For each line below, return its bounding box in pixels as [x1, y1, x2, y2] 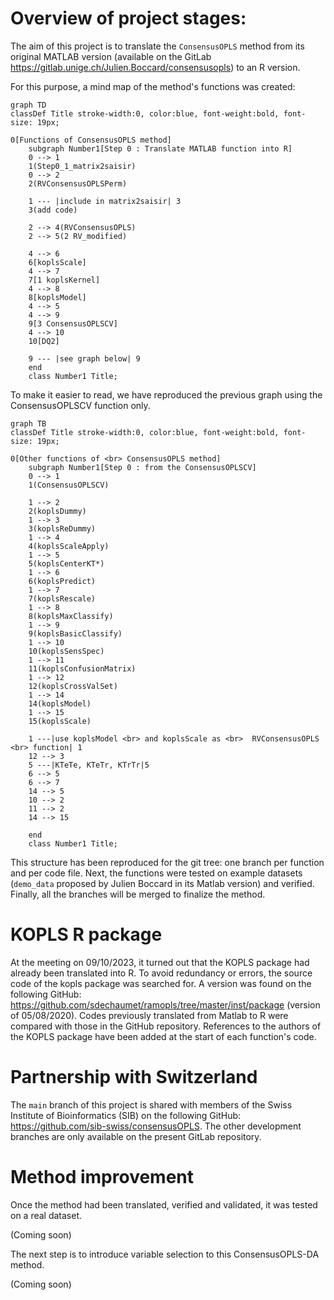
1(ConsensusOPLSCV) [28, 480, 110, 490]
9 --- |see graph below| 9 [28, 353, 141, 364]
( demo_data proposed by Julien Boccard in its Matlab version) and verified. [10, 877, 315, 889]
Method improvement [10, 1166, 195, 1188]
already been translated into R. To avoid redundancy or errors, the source [10, 967, 313, 979]
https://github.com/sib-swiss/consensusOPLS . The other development [10, 1120, 302, 1132]
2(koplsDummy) [28, 506, 87, 516]
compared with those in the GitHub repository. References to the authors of [10, 1020, 322, 1032]
